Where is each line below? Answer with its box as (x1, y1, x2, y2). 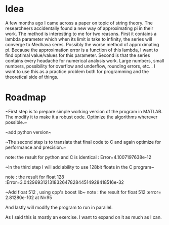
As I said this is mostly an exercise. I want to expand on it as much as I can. (5, 214, 162, 220)
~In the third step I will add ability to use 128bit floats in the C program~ (5, 164, 154, 170)
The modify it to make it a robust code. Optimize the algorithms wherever (5, 114, 158, 120)
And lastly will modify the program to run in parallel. (5, 204, 113, 210)
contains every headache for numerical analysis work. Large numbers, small (5, 57, 164, 63)
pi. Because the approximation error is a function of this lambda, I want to (5, 47, 158, 53)
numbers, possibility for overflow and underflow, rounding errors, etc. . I (5, 63, 155, 69)
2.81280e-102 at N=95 (5, 194, 52, 201)
